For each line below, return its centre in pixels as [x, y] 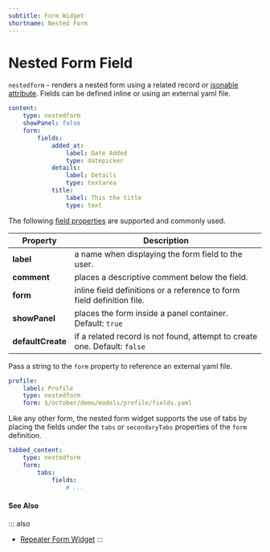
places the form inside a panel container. [151, 313]
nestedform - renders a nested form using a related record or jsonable [123, 85]
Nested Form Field [71, 63]
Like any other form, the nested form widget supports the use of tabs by [128, 419]
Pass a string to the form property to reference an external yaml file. [121, 366]
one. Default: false [110, 346]
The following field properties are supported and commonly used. [117, 221]
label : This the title [104, 197]
